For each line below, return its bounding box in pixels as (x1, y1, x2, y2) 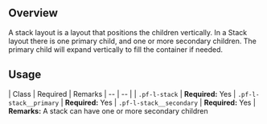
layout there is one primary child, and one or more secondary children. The (8, 36, 257, 46)
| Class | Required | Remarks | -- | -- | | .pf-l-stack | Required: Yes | (8, 89, 236, 98)
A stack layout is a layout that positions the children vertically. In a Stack (8, 27, 248, 37)
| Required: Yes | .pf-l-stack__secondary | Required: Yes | (60, 98, 256, 107)
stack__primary (8, 99, 60, 107)
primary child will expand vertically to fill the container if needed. (8, 44, 224, 54)
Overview (8, 6, 59, 20)
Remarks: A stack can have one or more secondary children (8, 106, 208, 115)
